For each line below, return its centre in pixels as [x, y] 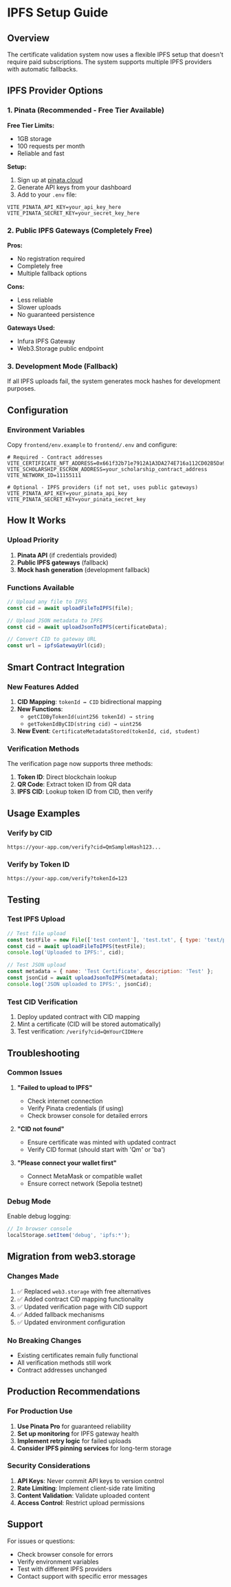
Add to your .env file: [47, 195]
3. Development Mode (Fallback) [63, 366]
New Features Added [43, 687]
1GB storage [34, 138]
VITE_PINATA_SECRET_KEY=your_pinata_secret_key [77, 499]
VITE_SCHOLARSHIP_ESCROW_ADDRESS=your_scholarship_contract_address [107, 469]
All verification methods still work [64, 1362]
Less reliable [35, 300]
